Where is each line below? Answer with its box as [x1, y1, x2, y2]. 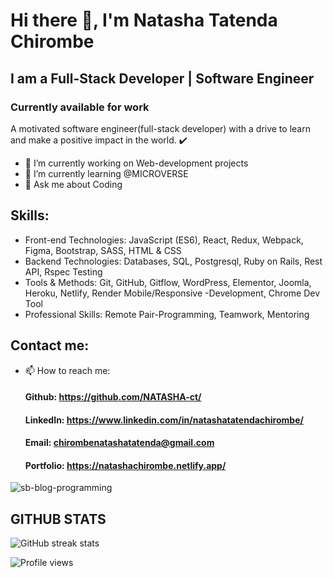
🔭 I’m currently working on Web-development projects [24, 157, 249, 169]
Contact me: [10, 337, 90, 354]
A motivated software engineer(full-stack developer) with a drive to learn [10, 122, 311, 134]
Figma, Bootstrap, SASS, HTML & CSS [24, 244, 182, 256]
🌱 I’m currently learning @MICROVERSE [24, 167, 189, 179]
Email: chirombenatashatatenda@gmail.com [24, 437, 215, 449]
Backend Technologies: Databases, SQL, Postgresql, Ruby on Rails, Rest [24, 255, 323, 267]
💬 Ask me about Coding [24, 178, 123, 190]
